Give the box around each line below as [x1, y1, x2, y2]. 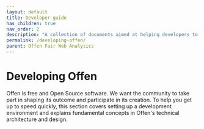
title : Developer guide [6, 15, 67, 21]
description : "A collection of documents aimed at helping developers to [6, 32, 199, 38]
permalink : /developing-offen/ [6, 37, 86, 43]
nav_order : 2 [6, 26, 40, 32]
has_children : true [6, 20, 56, 26]
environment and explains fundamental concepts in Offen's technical [6, 109, 180, 116]
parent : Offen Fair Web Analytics [6, 43, 95, 50]
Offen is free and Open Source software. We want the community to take [6, 89, 190, 97]
